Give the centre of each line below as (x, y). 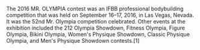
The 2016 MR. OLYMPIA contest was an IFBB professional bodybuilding (95, 9)
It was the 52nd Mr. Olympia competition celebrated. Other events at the (96, 21)
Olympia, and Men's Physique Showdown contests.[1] (73, 41)
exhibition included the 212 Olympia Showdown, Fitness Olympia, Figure (96, 28)
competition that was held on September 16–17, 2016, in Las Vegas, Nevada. (100, 15)
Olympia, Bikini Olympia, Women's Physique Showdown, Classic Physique (98, 34)
